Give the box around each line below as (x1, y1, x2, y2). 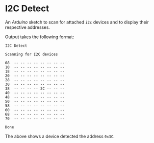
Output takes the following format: (5, 34, 75, 40)
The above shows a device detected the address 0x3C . (5, 133, 115, 139)
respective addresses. (5, 24, 50, 30)
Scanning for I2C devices (5, 52, 58, 57)
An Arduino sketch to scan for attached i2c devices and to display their (5, 19, 149, 25)
